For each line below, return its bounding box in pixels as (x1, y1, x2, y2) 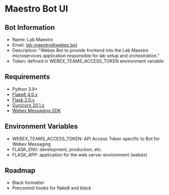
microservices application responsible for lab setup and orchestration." (12, 53, 160, 59)
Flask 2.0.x (12, 96, 35, 103)
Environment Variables (5, 122, 78, 131)
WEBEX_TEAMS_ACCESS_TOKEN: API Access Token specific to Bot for (12, 135, 160, 141)
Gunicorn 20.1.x (12, 102, 45, 108)
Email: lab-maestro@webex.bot (12, 42, 78, 48)
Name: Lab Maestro (12, 36, 53, 42)
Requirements (5, 73, 50, 81)
